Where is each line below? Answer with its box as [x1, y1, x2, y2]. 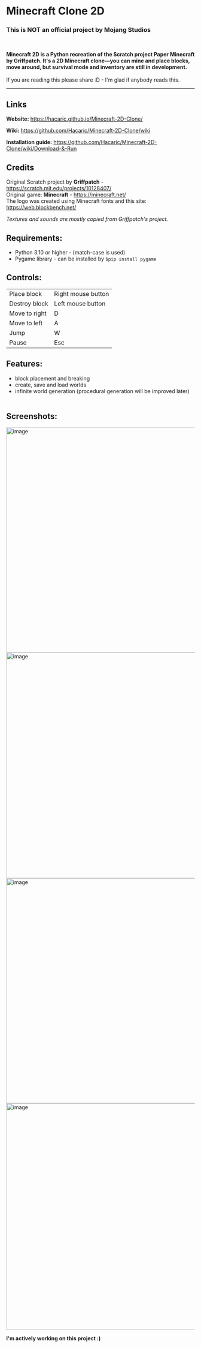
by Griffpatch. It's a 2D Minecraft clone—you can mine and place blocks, [6, 57, 190, 64]
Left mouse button [54, 299, 106, 307]
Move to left [9, 319, 43, 327]
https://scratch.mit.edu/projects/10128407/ [6, 185, 112, 192]
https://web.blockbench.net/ [6, 204, 77, 211]
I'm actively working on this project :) [6, 1335, 101, 1342]
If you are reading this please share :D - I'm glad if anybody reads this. [6, 76, 180, 83]
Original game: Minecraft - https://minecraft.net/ [6, 191, 127, 199]
